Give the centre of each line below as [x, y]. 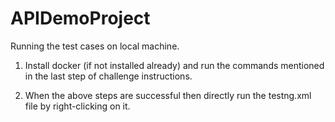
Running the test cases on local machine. [95, 46]
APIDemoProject [80, 18]
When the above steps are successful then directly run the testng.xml [168, 95]
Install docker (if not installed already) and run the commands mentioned [174, 65]
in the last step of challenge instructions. [108, 76]
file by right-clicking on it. [77, 106]
